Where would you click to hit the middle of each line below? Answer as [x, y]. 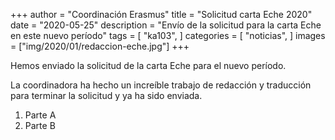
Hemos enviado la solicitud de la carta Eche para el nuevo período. [148, 65]
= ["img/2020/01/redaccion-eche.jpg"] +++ [100, 46]
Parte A [40, 115]
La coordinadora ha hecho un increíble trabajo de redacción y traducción [161, 85]
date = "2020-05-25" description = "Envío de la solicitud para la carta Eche [166, 25]
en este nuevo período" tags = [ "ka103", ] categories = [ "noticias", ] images [168, 35]
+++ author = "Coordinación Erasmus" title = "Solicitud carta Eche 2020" [161, 14]
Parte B [40, 125]
